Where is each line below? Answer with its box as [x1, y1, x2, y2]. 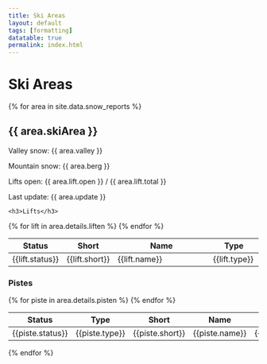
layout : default [8, 19, 62, 27]
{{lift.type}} [213, 254, 254, 265]
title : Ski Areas [8, 11, 66, 20]
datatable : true [8, 33, 62, 42]
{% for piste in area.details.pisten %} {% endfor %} [8, 296, 176, 305]
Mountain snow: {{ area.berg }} [8, 161, 110, 171]
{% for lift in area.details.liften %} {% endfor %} [8, 221, 164, 230]
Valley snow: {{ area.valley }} [8, 145, 103, 155]
